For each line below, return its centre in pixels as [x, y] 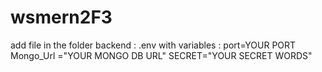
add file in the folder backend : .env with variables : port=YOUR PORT [153, 45]
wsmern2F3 [61, 17]
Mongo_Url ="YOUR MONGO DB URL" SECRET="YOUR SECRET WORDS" [161, 55]
